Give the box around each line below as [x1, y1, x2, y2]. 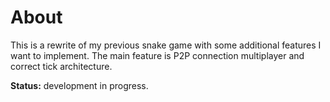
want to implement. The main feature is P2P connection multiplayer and [10, 49, 305, 61]
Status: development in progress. [10, 79, 149, 91]
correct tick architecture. [10, 60, 113, 72]
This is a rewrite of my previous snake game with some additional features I [10, 39, 322, 51]
